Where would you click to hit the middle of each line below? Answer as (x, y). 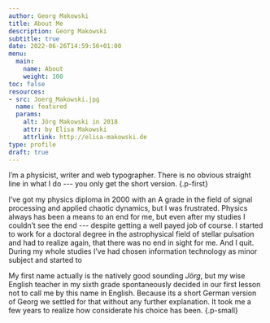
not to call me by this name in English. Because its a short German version (133, 293)
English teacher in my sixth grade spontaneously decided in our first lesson (135, 285)
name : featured (41, 107)
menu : (17, 54)
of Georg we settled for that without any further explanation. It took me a (130, 302)
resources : (27, 92)
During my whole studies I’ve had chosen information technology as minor (133, 251)
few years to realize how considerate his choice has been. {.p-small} (123, 311)
